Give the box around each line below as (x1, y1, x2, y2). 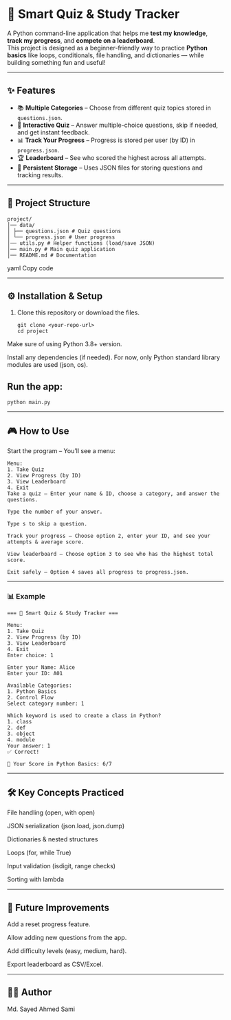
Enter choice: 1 (7, 652, 54, 659)
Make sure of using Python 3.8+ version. (7, 340, 122, 348)
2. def (7, 724, 26, 732)
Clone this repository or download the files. (16, 308, 140, 317)
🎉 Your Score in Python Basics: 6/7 (7, 761, 112, 768)
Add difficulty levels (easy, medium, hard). (7, 946, 127, 954)
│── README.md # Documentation (7, 252, 97, 259)
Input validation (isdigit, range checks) (7, 862, 115, 870)
